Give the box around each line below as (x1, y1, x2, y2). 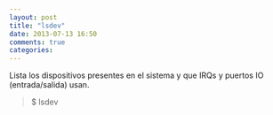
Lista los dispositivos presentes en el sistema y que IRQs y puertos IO (9, 70, 264, 80)
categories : (9, 46, 53, 55)
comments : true (9, 37, 66, 47)
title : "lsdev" (9, 21, 66, 30)
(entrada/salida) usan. (9, 80, 90, 90)
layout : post (9, 12, 58, 22)
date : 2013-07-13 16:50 (9, 29, 98, 38)
